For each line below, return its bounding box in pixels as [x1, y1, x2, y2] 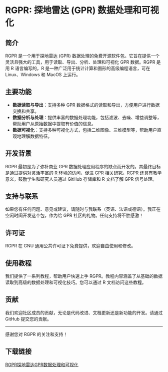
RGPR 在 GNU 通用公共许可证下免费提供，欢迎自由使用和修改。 [5, 243, 136, 249]
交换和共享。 [12, 108, 39, 114]
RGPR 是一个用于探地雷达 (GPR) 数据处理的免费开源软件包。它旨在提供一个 [5, 53, 160, 59]
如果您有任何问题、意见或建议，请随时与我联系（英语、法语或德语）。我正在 [5, 206, 161, 212]
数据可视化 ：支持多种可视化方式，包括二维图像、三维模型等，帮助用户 [12, 127, 157, 133]
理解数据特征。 [21, 133, 52, 139]
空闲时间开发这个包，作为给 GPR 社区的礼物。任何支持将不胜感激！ [5, 212, 144, 218]
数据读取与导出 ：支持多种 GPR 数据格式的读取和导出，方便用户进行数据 [12, 102, 160, 108]
